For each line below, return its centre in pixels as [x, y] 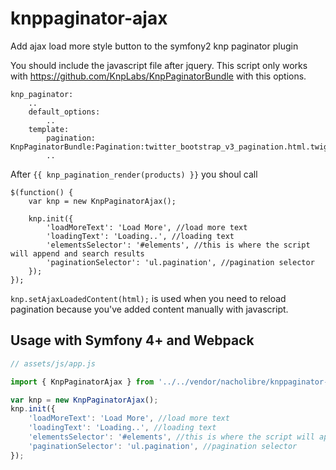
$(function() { [42, 192]
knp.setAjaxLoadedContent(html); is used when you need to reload [148, 298]
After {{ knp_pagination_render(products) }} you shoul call [134, 174]
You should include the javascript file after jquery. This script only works [159, 65]
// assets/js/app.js [53, 363]
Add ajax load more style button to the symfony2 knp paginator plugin [154, 46]
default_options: [64, 112]
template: [49, 129]
